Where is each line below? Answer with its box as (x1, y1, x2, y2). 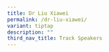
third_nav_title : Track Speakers (7, 35, 103, 42)
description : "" (7, 28, 53, 36)
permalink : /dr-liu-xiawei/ (7, 16, 88, 23)
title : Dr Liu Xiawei (7, 9, 69, 17)
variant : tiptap (7, 22, 53, 29)
